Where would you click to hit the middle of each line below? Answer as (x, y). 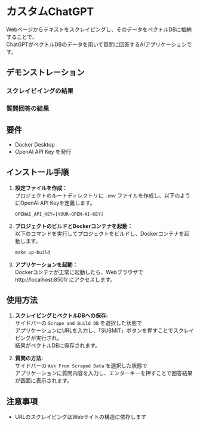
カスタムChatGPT (50, 12)
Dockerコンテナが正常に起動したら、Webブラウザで (79, 272)
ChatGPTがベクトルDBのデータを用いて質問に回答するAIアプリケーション (96, 44)
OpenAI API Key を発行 (43, 151)
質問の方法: (29, 358)
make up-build (32, 252)
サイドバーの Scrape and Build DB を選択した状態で (78, 323)
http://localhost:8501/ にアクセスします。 (65, 279)
